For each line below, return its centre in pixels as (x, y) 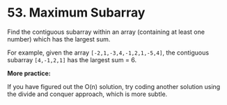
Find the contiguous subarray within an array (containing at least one (106, 32)
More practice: (29, 73)
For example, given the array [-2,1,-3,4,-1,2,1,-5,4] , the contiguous (108, 52)
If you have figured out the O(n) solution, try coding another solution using (114, 86)
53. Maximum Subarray (76, 13)
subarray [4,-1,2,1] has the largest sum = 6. (72, 59)
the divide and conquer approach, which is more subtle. (87, 94)
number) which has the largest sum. (59, 39)
